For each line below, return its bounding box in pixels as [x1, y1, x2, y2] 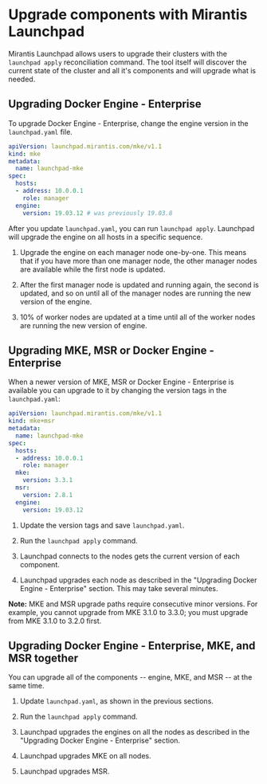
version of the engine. [19, 296, 92, 306]
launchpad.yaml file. [8, 127, 73, 136]
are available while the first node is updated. [19, 265, 166, 274]
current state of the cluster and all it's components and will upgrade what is [8, 65, 257, 75]
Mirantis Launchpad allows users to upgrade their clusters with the [8, 49, 227, 58]
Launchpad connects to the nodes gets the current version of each [19, 551, 241, 561]
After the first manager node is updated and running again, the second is [19, 280, 259, 289]
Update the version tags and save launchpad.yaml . [19, 520, 185, 530]
